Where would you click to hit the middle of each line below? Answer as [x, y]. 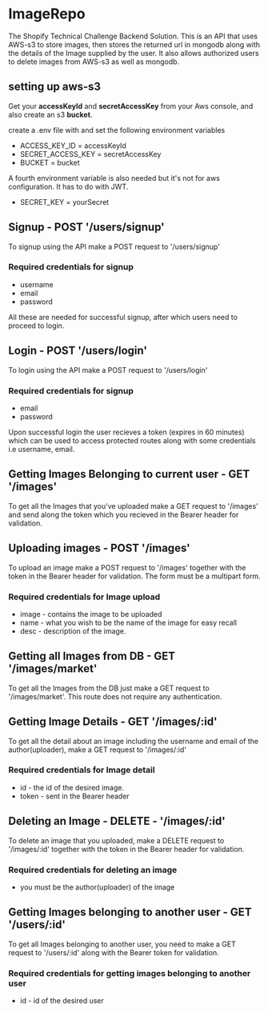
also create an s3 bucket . [50, 114]
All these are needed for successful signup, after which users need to [123, 317]
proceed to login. [36, 326]
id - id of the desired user [62, 1001]
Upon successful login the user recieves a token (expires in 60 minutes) [127, 432]
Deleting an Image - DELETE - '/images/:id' [117, 821]
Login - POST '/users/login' [78, 351]
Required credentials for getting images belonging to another [130, 973]
